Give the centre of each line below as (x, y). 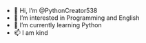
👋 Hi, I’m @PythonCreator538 (55, 11)
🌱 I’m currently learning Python (58, 25)
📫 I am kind (31, 33)
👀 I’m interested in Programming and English (76, 18)
